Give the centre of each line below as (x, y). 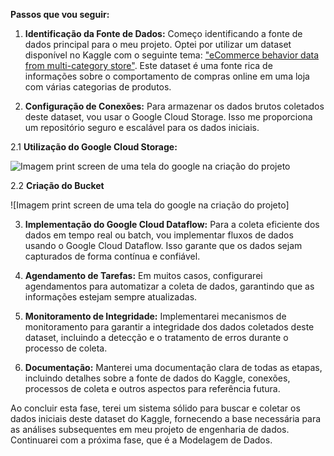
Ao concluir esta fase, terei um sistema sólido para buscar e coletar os (155, 408)
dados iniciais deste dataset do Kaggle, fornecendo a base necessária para (166, 418)
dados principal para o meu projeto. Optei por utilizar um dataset (158, 44)
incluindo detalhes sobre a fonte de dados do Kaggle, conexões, (157, 378)
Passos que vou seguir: (60, 14)
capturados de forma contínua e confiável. (112, 256)
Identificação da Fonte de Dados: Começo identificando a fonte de (163, 33)
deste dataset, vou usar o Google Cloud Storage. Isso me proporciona (168, 117)
